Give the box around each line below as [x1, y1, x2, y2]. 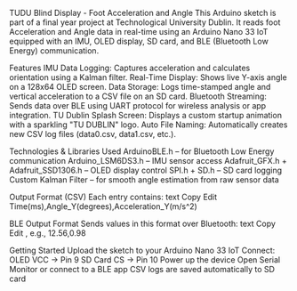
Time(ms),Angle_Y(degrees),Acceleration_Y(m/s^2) [9, 201, 197, 212]
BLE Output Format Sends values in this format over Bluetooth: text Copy [9, 218, 276, 229]
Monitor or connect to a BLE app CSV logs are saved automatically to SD [9, 264, 276, 274]
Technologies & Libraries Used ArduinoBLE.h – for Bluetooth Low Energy [9, 146, 275, 157]
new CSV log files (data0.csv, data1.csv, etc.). [9, 129, 176, 139]
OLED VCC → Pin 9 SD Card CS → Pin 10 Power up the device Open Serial [9, 255, 281, 265]
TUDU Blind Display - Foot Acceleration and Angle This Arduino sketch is [9, 8, 277, 18]
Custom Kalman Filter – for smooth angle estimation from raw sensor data [9, 174, 280, 185]
